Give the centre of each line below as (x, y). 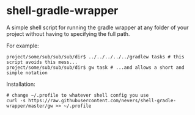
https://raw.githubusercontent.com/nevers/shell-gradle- (102, 100)
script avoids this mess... (42, 62)
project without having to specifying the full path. (68, 33)
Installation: (21, 84)
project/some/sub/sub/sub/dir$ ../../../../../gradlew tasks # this (95, 57)
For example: (23, 46)
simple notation (27, 73)
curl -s (16, 100)
